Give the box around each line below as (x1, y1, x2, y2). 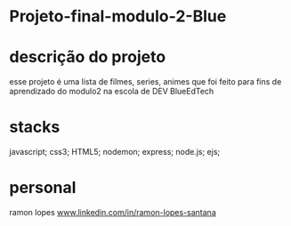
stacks (9, 117, 61, 137)
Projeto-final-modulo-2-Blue (9, 6, 227, 27)
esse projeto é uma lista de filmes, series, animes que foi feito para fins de (9, 77, 282, 87)
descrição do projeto (9, 47, 166, 68)
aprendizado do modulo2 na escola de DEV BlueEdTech (9, 86, 214, 97)
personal (9, 178, 77, 198)
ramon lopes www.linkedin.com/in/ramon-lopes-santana (9, 207, 216, 217)
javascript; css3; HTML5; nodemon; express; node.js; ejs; (9, 147, 221, 157)
